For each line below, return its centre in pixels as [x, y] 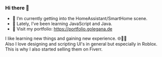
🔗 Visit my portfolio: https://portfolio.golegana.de [62, 29]
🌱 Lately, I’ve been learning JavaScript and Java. [62, 24]
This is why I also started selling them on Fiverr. [54, 49]
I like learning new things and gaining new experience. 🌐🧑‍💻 [66, 38]
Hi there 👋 [17, 8]
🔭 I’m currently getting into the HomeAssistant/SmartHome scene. [80, 19]
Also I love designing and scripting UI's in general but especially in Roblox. [81, 44]
